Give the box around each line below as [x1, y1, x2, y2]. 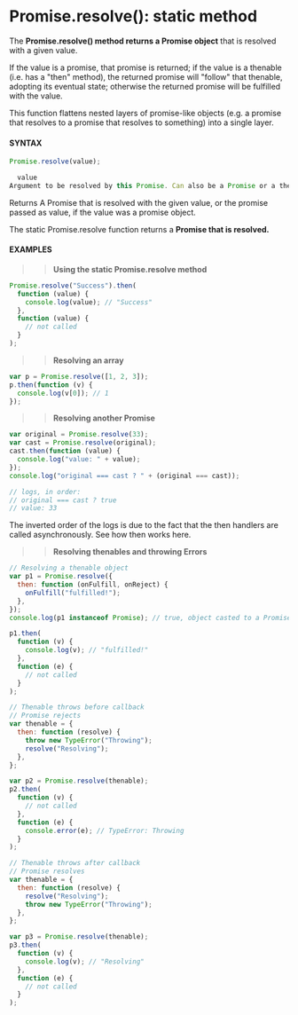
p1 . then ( [9, 629, 42, 638]
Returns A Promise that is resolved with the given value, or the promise [9, 197, 269, 208]
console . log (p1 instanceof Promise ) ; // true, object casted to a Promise [9, 613, 292, 622]
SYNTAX [9, 138, 43, 148]
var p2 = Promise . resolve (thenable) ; [9, 776, 149, 786]
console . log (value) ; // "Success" [25, 297, 153, 307]
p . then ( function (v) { [9, 380, 93, 389]
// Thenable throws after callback [9, 859, 141, 868]
